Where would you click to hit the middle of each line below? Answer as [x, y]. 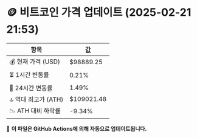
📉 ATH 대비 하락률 [35, 111]
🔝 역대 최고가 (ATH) [36, 99]
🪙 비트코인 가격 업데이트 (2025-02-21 [99, 12]
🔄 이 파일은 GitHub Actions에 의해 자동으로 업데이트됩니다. [77, 128]
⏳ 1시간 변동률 [29, 74]
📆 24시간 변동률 [31, 88]
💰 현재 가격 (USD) [35, 61]
